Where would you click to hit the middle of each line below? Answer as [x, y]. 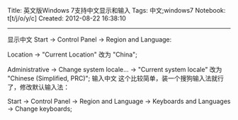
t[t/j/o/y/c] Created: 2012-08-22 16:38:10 [67, 18]
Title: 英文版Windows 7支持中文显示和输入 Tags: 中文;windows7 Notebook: [117, 10]
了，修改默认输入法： [38, 87]
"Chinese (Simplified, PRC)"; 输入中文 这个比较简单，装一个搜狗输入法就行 [116, 78]
